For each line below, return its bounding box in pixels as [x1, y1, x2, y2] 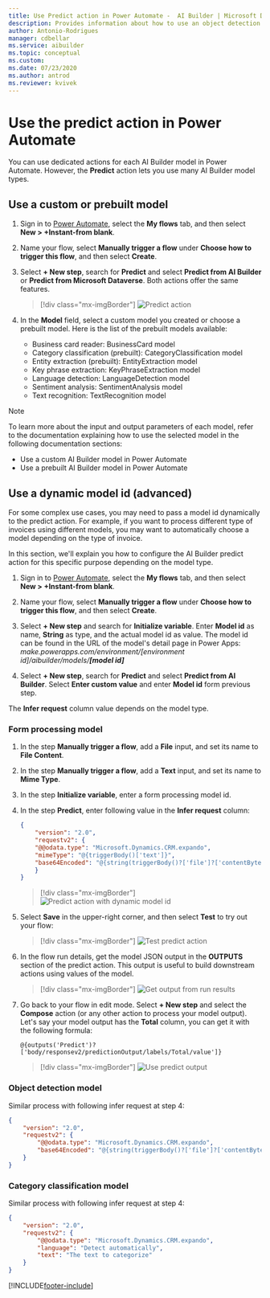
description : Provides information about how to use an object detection [8, 19, 261, 27]
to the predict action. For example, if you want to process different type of [8, 516, 253, 526]
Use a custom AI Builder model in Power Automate [19, 455, 187, 465]
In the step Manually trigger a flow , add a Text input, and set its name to [19, 766, 261, 776]
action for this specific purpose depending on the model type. [8, 558, 214, 567]
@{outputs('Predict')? [19, 1042, 96, 1050]
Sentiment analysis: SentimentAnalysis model [31, 383, 183, 392]
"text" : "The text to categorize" [37, 1251, 153, 1259]
